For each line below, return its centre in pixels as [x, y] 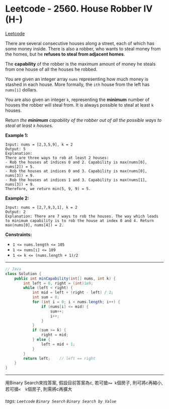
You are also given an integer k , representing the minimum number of [77, 100]
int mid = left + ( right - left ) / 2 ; [73, 293]
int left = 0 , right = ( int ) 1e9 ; [58, 283]
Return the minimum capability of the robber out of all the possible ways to [83, 120]
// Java [13, 269]
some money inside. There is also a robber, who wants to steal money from [83, 49]
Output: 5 [16, 149]
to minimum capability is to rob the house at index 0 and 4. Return [80, 220]
